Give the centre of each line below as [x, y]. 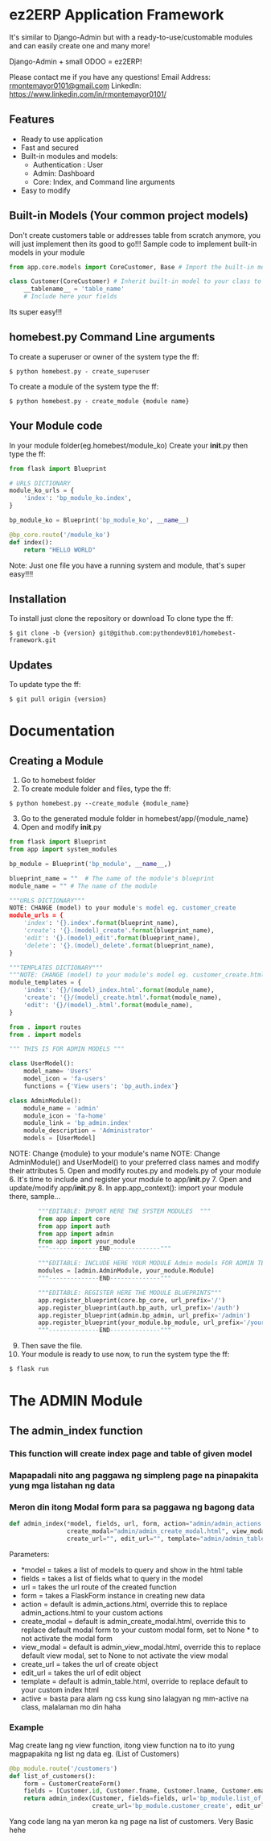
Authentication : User [68, 165]
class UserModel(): [42, 1064]
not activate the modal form [67, 1638]
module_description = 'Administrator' [88, 1131]
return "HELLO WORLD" [60, 550]
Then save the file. [51, 1346]
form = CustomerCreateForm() [72, 1784]
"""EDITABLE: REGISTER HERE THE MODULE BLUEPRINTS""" [130, 1293]
